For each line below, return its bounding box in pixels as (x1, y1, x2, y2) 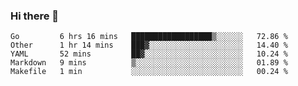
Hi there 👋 (10, 9, 60, 23)
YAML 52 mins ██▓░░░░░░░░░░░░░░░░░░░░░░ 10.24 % (10, 49, 288, 59)
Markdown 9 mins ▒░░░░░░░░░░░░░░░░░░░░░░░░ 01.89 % (10, 58, 288, 68)
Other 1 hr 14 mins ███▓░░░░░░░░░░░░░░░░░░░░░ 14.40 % (10, 40, 288, 51)
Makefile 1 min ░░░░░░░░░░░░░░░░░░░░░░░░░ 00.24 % (10, 67, 288, 77)
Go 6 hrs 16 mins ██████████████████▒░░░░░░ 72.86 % (10, 32, 288, 42)
